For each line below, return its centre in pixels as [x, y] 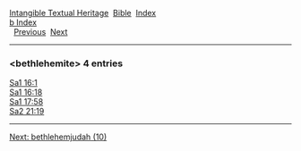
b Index [23, 22]
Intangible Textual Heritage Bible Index [83, 13]
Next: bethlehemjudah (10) [58, 137]
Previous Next [40, 32]
